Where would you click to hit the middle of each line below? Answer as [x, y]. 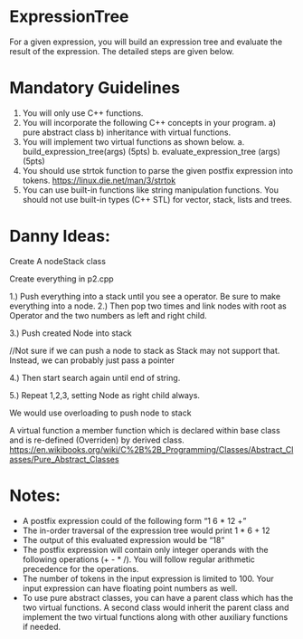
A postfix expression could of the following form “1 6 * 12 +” [134, 520]
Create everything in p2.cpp [62, 279]
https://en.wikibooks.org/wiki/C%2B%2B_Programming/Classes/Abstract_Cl [151, 449]
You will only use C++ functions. [83, 113]
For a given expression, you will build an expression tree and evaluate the [146, 42]
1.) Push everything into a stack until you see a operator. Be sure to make [145, 296]
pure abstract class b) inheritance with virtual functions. [127, 132]
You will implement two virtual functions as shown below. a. [133, 141]
